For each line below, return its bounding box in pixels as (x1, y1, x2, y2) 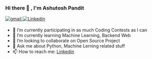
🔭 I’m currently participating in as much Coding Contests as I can (12, 27, 147, 33)
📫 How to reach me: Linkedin (12, 48, 74, 54)
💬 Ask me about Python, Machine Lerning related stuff (12, 43, 125, 49)
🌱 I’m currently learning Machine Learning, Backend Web (12, 32, 131, 38)
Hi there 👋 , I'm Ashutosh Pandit (5, 4, 85, 11)
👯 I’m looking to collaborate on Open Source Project (12, 37, 120, 44)
